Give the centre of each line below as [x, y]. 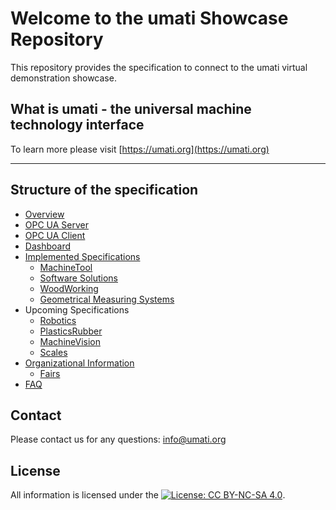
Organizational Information [79, 363]
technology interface [77, 125]
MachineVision [70, 341]
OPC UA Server [57, 224]
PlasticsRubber [71, 331]
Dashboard [48, 246]
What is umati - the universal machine [131, 109]
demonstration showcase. [63, 78]
